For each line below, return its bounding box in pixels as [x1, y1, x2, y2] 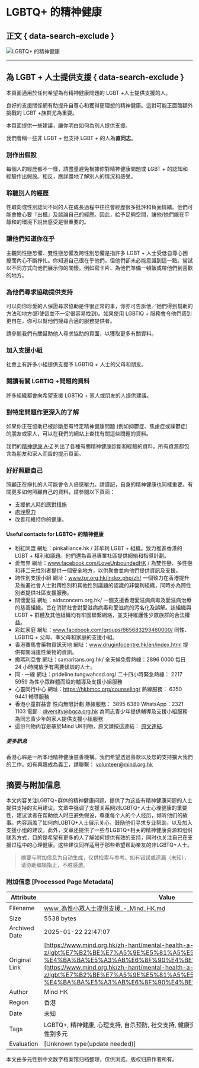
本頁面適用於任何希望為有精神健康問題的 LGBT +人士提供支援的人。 [6, 89, 171, 96]
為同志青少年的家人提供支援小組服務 [14, 716, 104, 723]
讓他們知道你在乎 [6, 235, 55, 243]
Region [9, 998, 29, 1006]
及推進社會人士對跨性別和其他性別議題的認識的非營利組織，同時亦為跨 [14, 582, 187, 589]
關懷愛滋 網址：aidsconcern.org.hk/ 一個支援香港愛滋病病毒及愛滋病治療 [14, 597, 192, 604]
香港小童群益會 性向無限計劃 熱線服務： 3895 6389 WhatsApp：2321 [14, 701, 184, 708]
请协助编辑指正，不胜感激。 [20, 862, 89, 869]
